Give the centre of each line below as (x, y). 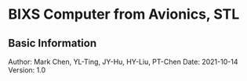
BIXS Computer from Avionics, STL (124, 14)
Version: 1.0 (27, 70)
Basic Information (53, 43)
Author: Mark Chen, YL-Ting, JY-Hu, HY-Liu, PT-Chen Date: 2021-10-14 (123, 62)
